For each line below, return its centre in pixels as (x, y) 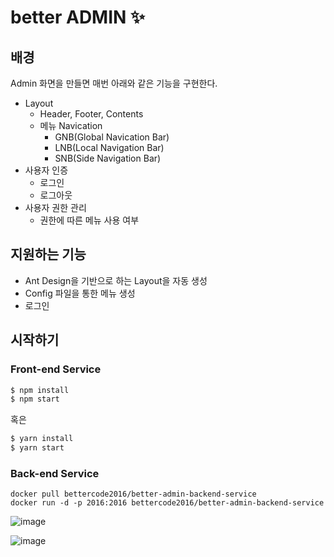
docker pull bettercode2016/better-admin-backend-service (133, 494)
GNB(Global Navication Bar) (112, 137)
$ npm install (40, 390)
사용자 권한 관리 (55, 207)
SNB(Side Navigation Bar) (108, 158)
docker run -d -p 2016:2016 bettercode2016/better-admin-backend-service (167, 503)
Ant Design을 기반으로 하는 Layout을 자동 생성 (116, 280)
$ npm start (35, 399)
